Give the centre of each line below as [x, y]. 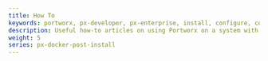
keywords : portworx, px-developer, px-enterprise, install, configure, [130, 23]
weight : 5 [25, 38]
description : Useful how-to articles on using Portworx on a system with [134, 30]
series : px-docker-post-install [62, 45]
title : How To [32, 15]
